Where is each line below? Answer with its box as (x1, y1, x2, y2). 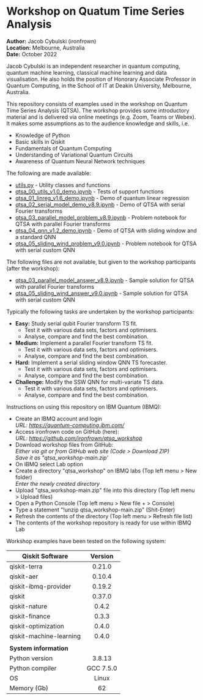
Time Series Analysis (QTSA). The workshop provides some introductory (6, 106, 190, 114)
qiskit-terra (9, 562, 43, 570)
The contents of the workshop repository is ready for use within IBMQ (15, 519, 191, 526)
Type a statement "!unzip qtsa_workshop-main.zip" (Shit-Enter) (15, 506, 175, 513)
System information (9, 644, 68, 652)
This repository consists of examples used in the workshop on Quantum (6, 100, 188, 108)
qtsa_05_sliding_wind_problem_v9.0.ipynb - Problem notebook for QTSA (15, 240, 197, 247)
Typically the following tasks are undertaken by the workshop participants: (6, 308, 194, 315)
